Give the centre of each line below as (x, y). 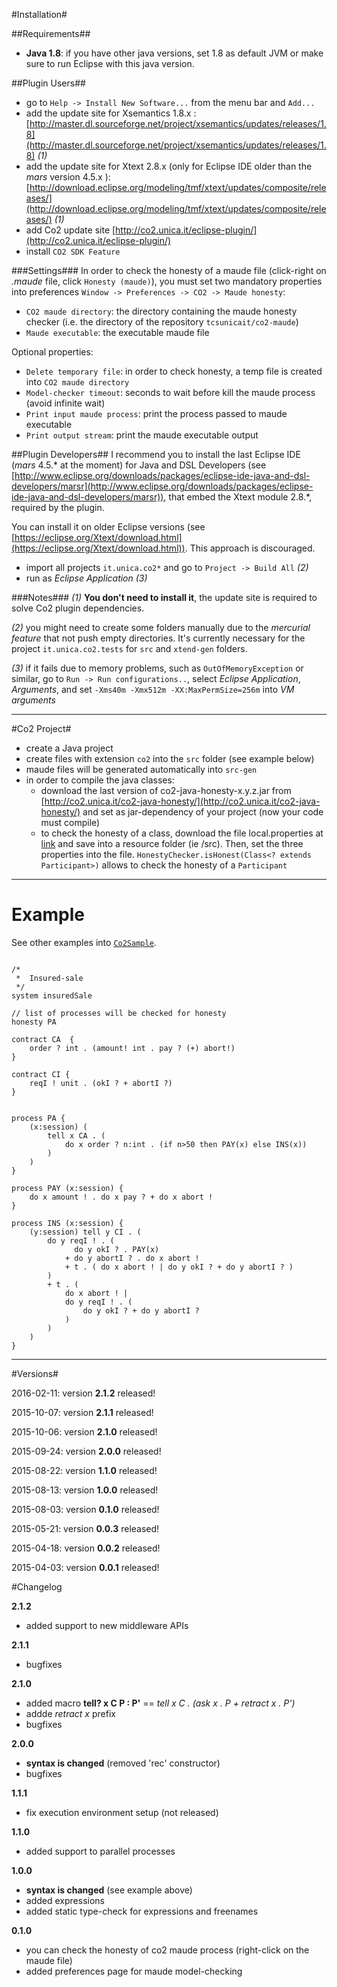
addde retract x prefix (70, 1713)
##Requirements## (51, 33)
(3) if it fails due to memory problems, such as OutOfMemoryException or (157, 668)
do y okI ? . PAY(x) (117, 1249)
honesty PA (34, 1022)
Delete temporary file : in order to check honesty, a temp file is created (174, 371)
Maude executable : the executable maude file (117, 332)
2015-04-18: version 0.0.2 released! (86, 1548)
